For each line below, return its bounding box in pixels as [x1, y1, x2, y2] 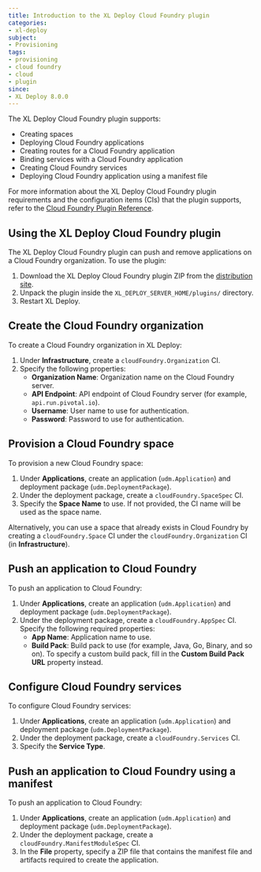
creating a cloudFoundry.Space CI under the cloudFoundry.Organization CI [8, 530, 248, 540]
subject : [8, 33, 37, 42]
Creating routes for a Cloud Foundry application [19, 146, 175, 156]
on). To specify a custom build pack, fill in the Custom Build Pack [31, 649, 244, 659]
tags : [8, 48, 26, 56]
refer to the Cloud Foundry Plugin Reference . [8, 203, 154, 213]
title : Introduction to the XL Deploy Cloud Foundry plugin [8, 11, 211, 20]
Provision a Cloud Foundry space [8, 437, 175, 451]
